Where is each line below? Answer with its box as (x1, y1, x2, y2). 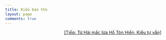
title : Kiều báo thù (5, 7, 48, 12)
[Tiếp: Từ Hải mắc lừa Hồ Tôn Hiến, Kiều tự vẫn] (64, 30, 162, 36)
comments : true (5, 16, 37, 21)
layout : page (5, 12, 32, 17)
